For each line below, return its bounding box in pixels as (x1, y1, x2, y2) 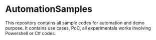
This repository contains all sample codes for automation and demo (5, 20, 144, 26)
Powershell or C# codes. (5, 30, 56, 36)
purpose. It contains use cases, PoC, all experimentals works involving (5, 25, 151, 31)
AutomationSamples (5, 3, 93, 15)
